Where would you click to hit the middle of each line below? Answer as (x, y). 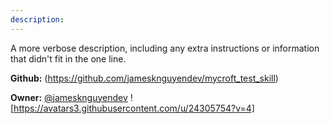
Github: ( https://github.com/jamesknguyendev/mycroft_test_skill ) (144, 78)
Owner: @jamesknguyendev (69, 97)
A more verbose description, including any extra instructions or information (165, 48)
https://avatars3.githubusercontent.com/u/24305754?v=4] (134, 108)
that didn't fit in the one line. (68, 58)
